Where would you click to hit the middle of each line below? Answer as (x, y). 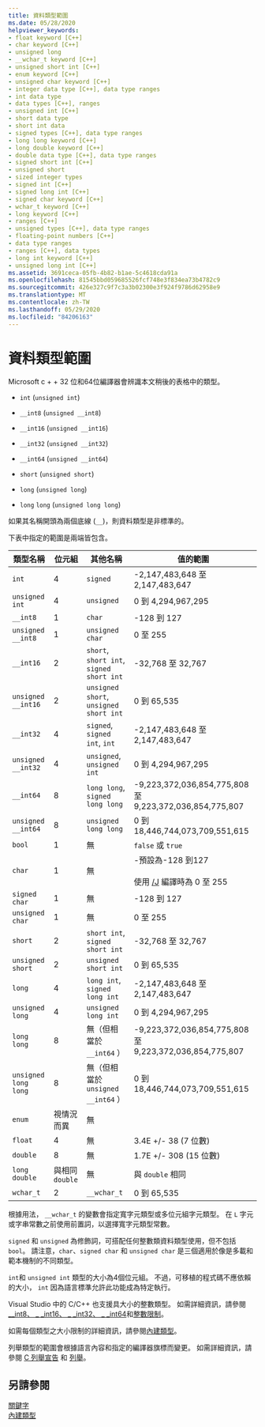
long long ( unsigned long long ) (70, 505)
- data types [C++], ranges (54, 104)
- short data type (38, 119)
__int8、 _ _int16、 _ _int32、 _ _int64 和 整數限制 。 (88, 1314)
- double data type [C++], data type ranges (82, 155)
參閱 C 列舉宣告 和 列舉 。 (49, 1357)
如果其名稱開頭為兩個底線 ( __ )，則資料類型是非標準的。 (98, 521)
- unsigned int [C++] (44, 111)
